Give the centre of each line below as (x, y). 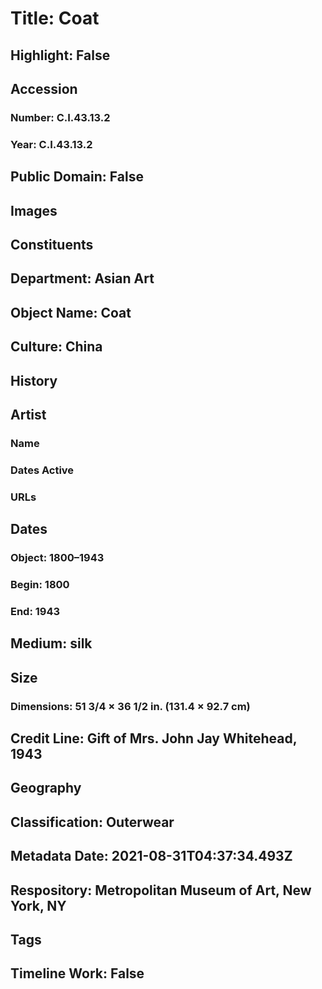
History (34, 380)
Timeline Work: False (77, 973)
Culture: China (56, 347)
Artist (28, 414)
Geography (46, 788)
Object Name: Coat (71, 312)
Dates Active (42, 470)
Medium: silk (51, 643)
